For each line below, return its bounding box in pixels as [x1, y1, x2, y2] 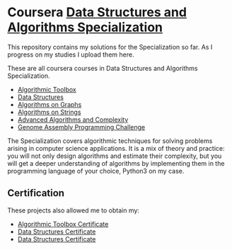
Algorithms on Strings [17, 108, 81, 116]
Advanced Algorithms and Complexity [17, 115, 129, 124]
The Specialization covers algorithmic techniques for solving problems [7, 136, 213, 145]
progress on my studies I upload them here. [7, 50, 134, 59]
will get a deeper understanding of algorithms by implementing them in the [7, 159, 225, 167]
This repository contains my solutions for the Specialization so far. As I [7, 42, 213, 51]
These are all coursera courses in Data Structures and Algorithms [7, 64, 198, 72]
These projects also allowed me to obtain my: [7, 206, 140, 215]
